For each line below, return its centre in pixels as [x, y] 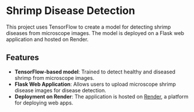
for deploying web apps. [44, 103]
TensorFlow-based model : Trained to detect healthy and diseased [95, 72]
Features [22, 57]
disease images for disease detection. [60, 90]
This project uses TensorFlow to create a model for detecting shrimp [89, 27]
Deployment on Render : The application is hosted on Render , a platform [101, 96]
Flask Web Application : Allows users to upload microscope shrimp [95, 84]
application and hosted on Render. [47, 39]
